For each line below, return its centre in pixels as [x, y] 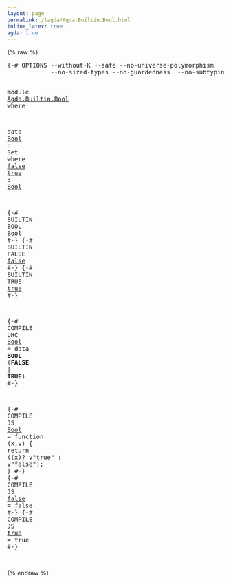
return [18, 451]
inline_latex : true [35, 26]
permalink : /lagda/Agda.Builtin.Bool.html [69, 20]
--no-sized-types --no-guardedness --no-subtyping [140, 72]
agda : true [23, 33]
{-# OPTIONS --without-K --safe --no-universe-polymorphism [111, 65]
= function [25, 437]
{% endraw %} [28, 573]
